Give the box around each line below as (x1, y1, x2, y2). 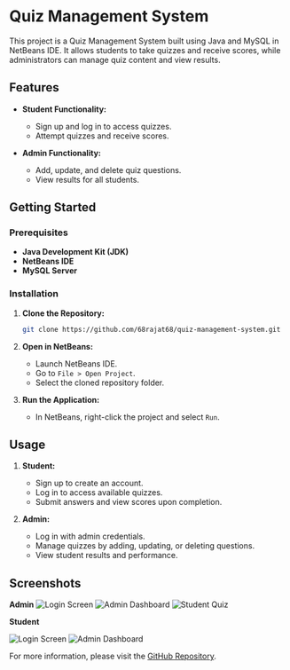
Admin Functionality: (21, 147, 102, 158)
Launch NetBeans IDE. (35, 358, 118, 369)
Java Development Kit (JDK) (21, 247, 129, 257)
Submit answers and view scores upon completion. (35, 497, 223, 508)
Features (9, 80, 59, 95)
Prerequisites (9, 226, 68, 239)
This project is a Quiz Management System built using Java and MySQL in (9, 35, 279, 46)
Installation (9, 288, 59, 300)
